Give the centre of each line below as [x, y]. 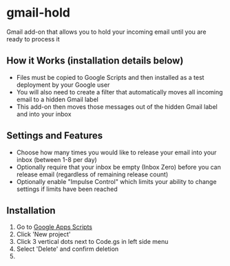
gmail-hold [38, 13]
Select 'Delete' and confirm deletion [67, 249]
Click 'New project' [43, 234]
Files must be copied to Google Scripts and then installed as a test [110, 77]
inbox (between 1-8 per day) [56, 159]
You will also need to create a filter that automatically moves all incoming [119, 92]
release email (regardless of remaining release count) [92, 174]
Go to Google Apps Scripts [54, 227]
